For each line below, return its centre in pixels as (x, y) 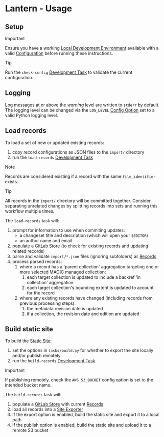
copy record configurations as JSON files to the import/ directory (78, 152)
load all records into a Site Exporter (47, 409)
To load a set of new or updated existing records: (55, 143)
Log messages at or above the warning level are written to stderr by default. (82, 105)
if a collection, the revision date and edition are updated (83, 314)
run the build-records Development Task (54, 361)
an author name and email (46, 240)
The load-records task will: (32, 220)
